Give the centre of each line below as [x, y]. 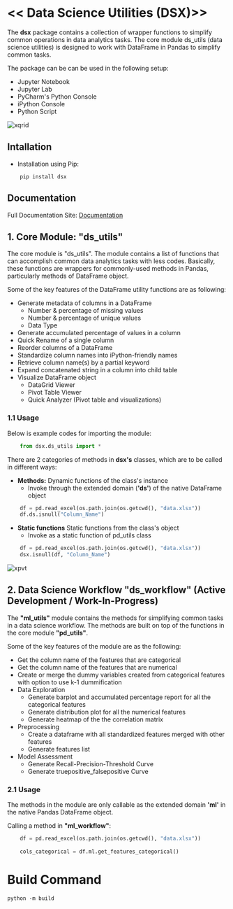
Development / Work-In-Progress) [83, 601]
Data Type [43, 325]
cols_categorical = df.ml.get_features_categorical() [99, 852]
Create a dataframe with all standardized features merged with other [126, 734]
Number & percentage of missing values [85, 311]
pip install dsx [44, 176]
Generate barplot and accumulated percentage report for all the [119, 697]
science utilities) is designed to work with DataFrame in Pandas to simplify [114, 47]
